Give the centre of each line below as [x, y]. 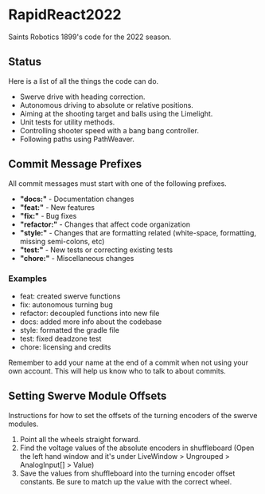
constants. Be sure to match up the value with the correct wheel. [126, 481]
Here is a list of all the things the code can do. [84, 81]
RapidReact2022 [65, 15]
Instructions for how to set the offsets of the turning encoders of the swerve [133, 415]
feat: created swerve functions [70, 296]
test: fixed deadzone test [60, 338]
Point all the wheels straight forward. [80, 439]
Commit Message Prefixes [75, 164]
